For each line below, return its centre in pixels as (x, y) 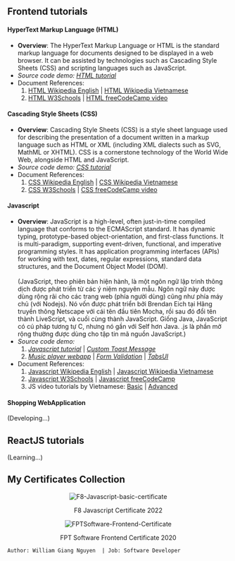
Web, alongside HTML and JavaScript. (73, 159)
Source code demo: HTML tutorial (67, 75)
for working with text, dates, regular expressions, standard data (109, 259)
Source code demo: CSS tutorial (64, 167)
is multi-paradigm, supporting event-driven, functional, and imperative (119, 244)
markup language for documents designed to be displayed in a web (115, 53)
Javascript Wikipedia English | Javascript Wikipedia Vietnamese (121, 371)
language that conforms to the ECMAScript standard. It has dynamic (116, 229)
